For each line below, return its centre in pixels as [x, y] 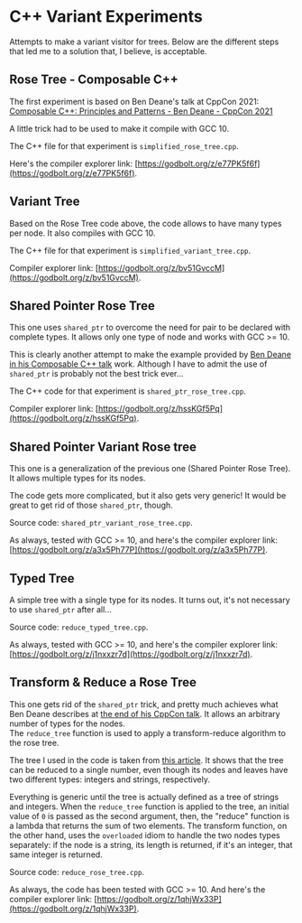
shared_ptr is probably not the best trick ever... [96, 374]
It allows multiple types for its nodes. [78, 478]
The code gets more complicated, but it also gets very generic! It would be [148, 496]
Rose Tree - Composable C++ [94, 80]
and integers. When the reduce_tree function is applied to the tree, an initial [149, 806]
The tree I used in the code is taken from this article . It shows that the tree [146, 760]
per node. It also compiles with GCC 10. [82, 233]
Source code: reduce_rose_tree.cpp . [77, 872]
